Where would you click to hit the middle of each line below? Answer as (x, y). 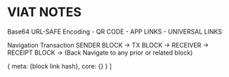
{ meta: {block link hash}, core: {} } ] (60, 66)
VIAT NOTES (45, 12)
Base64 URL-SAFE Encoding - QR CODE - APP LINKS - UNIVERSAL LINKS (115, 31)
